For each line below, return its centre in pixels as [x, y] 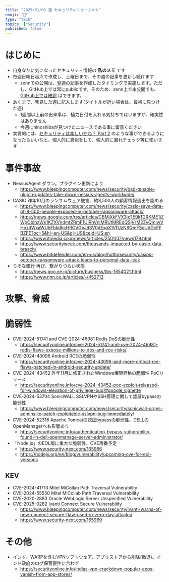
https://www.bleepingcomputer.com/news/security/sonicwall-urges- [91, 409]
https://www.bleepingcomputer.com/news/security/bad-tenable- [88, 189]
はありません [33, 121]
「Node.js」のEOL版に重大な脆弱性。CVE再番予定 [65, 443]
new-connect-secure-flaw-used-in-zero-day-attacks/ [76, 514]
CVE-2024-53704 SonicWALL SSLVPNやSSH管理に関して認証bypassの [87, 396]
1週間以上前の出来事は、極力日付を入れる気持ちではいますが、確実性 [92, 115]
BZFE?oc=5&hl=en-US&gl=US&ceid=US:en [65, 233]
